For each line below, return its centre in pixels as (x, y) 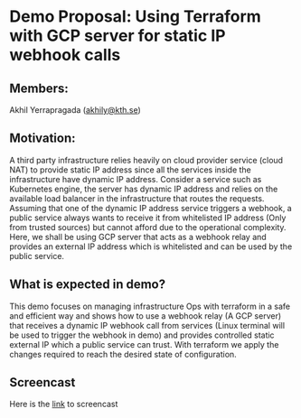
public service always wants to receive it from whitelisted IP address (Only (148, 218)
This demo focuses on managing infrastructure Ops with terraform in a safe (150, 306)
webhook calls (65, 55)
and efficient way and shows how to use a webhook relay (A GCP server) (146, 316)
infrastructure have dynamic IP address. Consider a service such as (136, 179)
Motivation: (42, 139)
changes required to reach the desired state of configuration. (123, 354)
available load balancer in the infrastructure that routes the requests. (137, 198)
